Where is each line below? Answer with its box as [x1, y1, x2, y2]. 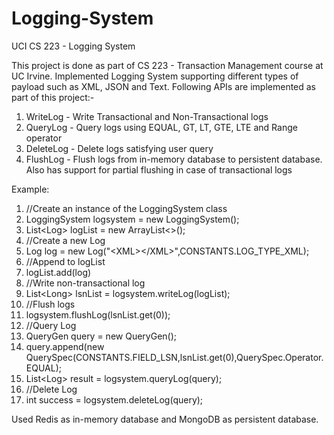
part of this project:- [11, 91, 95, 103]
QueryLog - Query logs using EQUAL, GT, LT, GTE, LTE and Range [25, 121, 298, 133]
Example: [11, 183, 50, 195]
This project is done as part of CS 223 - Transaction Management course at [11, 59, 324, 71]
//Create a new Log [25, 234, 106, 246]
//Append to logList [25, 255, 106, 267]
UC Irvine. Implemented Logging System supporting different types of [11, 70, 299, 82]
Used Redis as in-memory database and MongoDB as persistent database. [11, 413, 319, 425]
